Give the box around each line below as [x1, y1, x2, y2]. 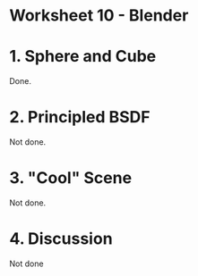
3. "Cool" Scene [9, 168, 133, 188]
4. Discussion [9, 229, 114, 249]
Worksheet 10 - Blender [9, 5, 189, 26]
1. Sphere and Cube [9, 46, 157, 67]
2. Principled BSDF [9, 107, 151, 128]
